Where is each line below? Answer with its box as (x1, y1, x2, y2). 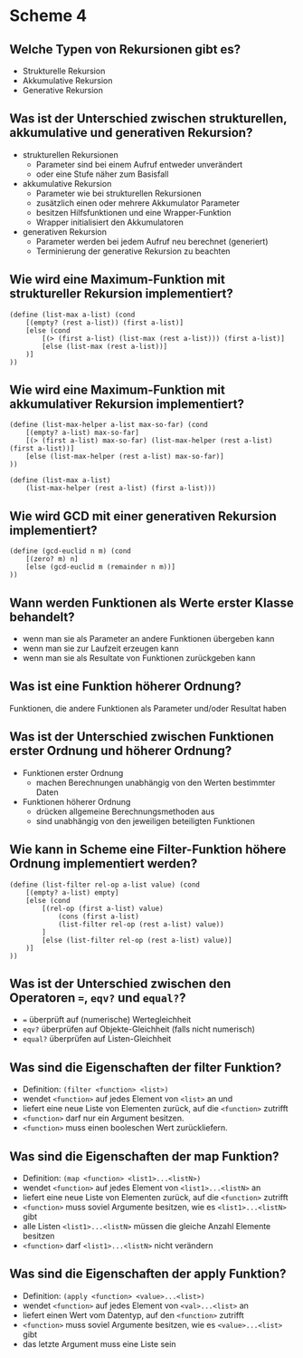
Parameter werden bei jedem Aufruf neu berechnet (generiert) (35, 236, 269, 247)
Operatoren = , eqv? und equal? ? (9, 990, 187, 1005)
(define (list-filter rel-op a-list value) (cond (9, 880, 201, 889)
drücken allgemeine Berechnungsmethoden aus (35, 806, 215, 817)
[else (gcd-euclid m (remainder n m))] (25, 563, 176, 572)
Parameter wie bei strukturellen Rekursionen (35, 188, 202, 199)
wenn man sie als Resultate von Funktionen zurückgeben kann (22, 653, 256, 664)
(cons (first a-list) (57, 912, 140, 921)
